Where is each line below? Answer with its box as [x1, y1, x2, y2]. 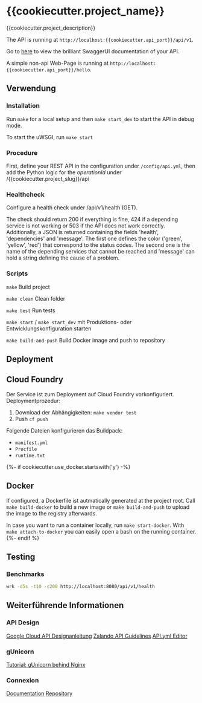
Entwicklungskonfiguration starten [6, 325, 92, 332]
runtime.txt [14, 453, 45, 459]
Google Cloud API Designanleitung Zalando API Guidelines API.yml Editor [6, 632, 188, 639]
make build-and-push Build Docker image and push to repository [6, 336, 166, 344]
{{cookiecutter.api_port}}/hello [6, 67, 90, 73]
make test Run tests [6, 307, 55, 314]
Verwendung [6, 83, 56, 94]
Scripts [6, 269, 28, 278]
